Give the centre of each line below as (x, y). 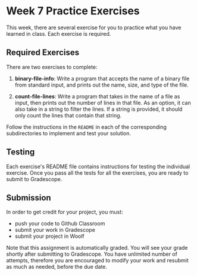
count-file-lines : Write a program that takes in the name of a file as (97, 96)
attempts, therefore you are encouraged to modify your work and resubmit (97, 261)
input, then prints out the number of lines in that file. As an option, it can (103, 103)
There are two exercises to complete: (52, 67)
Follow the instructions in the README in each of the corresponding (86, 127)
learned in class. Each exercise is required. (59, 33)
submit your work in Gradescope (55, 230)
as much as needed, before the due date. (57, 267)
